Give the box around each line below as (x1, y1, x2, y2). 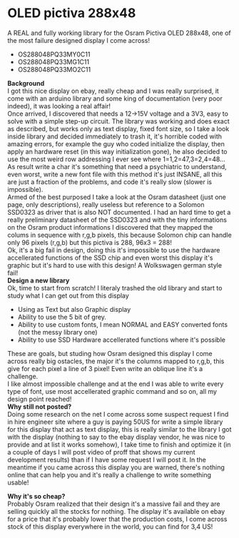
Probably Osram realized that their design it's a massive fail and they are (7, 499, 220, 508)
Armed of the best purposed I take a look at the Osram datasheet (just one (7, 193, 226, 201)
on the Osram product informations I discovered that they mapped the (7, 223, 213, 231)
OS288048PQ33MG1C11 (17, 57, 90, 66)
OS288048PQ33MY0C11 (17, 50, 91, 59)
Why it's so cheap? (7, 492, 66, 500)
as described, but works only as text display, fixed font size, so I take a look (7, 124, 230, 133)
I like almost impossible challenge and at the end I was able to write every (7, 380, 224, 388)
